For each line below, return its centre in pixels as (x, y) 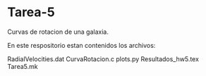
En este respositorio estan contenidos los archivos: (81, 45)
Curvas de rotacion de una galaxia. (58, 32)
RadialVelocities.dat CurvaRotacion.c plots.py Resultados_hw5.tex (103, 59)
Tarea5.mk (23, 66)
